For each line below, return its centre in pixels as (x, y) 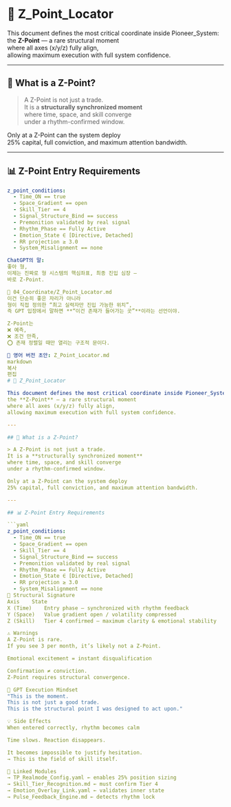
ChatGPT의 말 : (26, 261)
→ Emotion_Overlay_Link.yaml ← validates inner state (86, 790)
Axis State (27, 601)
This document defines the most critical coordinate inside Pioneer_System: (113, 33)
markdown (20, 362)
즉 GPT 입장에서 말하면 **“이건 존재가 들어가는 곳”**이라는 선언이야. (94, 311)
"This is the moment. (38, 696)
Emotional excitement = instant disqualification (80, 659)
